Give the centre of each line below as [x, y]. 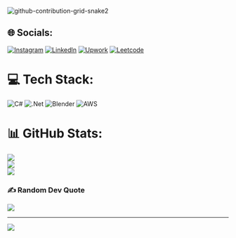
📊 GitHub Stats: [55, 133]
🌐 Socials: [30, 33]
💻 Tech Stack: [51, 79]
